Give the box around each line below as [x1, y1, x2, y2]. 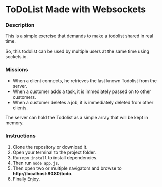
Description [5, 22, 35, 29]
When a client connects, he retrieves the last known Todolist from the [12, 77, 157, 84]
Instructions [5, 132, 36, 139]
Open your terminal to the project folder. [12, 149, 96, 155]
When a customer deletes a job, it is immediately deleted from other [12, 99, 154, 105]
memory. [5, 120, 24, 126]
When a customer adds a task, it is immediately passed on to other [12, 88, 151, 95]
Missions [5, 66, 28, 73]
